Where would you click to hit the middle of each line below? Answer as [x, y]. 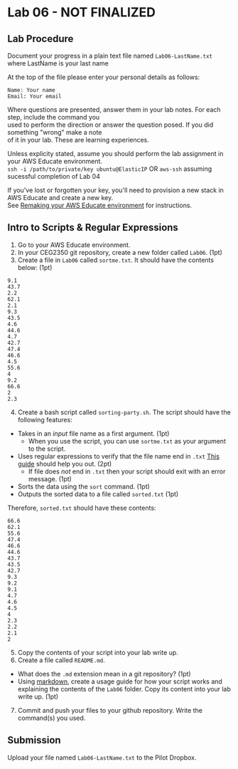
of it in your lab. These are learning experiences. [78, 140]
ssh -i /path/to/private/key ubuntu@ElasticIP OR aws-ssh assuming [110, 169]
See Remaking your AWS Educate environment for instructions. [100, 205]
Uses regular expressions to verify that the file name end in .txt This [119, 456]
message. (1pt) [50, 478]
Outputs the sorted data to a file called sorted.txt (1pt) [98, 494]
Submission [34, 740]
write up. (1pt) [38, 696]
